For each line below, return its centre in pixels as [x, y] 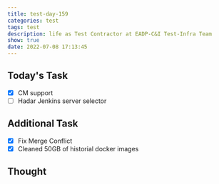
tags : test [24, 27]
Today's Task [38, 76]
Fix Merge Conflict [45, 141]
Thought [27, 172]
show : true [24, 40]
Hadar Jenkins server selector [62, 101]
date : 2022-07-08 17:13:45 [47, 47]
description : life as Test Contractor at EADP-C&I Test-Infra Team [110, 34]
